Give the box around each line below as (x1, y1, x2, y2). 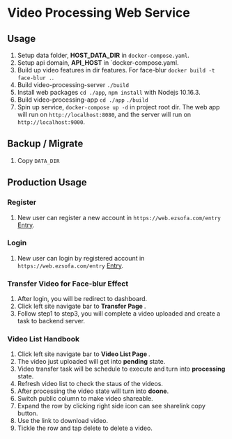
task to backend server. (17, 317, 86, 325)
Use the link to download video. (17, 417, 109, 425)
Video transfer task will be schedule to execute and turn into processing (17, 364, 226, 373)
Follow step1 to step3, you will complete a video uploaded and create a (17, 309, 221, 318)
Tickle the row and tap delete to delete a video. (17, 424, 153, 433)
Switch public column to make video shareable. (17, 394, 153, 403)
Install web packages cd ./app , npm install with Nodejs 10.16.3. (17, 88, 201, 96)
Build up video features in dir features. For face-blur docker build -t (17, 66, 215, 74)
